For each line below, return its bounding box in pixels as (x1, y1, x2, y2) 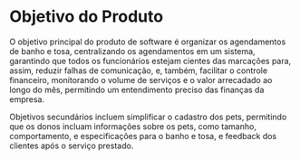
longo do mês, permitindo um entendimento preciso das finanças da (9, 84, 265, 95)
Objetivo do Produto (9, 6, 164, 27)
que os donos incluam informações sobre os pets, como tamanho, (9, 120, 256, 132)
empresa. (9, 93, 45, 105)
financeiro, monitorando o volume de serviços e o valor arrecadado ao (9, 74, 273, 85)
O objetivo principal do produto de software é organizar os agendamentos (9, 36, 286, 47)
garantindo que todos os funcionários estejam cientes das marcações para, (9, 55, 292, 66)
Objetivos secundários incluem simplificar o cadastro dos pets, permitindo (9, 111, 287, 122)
